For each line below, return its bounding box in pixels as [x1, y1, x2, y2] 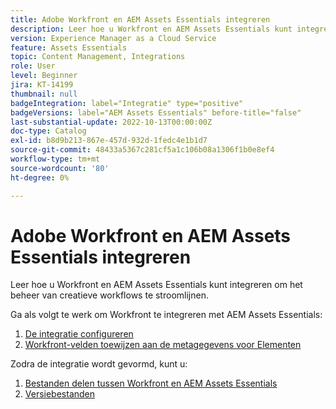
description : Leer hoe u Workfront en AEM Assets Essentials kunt [10, 24, 293, 34]
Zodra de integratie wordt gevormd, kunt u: [10, 358, 188, 370]
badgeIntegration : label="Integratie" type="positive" [10, 98, 244, 108]
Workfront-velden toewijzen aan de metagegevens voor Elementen [24, 339, 302, 351]
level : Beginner [10, 71, 78, 81]
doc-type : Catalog [10, 126, 87, 136]
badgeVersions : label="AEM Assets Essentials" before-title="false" [10, 107, 302, 118]
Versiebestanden [24, 388, 96, 400]
